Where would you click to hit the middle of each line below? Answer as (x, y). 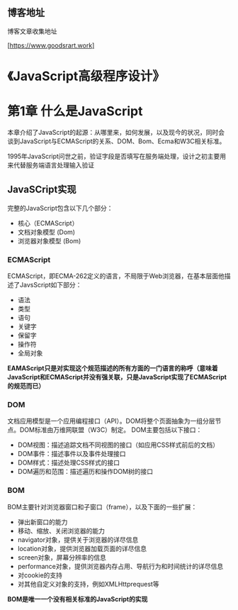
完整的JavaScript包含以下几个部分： (60, 208)
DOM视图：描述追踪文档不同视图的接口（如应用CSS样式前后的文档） (118, 445)
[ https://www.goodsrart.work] (51, 45)
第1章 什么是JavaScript (75, 111)
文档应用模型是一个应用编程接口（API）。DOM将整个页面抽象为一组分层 (111, 421)
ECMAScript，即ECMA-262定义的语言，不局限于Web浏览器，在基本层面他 (116, 276)
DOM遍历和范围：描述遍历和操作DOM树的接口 (85, 472)
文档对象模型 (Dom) (46, 232)
